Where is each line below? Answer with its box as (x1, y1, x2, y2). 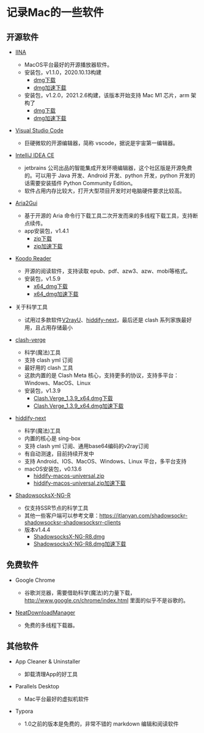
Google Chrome (15, 576, 56, 584)
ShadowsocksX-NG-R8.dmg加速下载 (33, 540, 126, 547)
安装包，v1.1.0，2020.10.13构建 (24, 68, 102, 76)
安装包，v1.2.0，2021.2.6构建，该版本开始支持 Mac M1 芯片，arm (24, 92, 190, 98)
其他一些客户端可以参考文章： (24, 512, 100, 519)
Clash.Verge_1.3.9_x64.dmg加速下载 (33, 402, 124, 410)
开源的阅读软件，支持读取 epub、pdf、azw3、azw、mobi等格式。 (24, 267, 191, 274)
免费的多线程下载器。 (24, 621, 78, 628)
